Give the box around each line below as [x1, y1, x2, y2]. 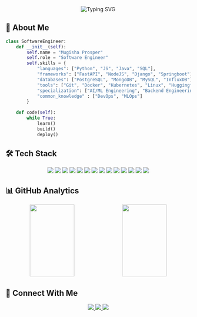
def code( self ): [16, 110, 56, 115]
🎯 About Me [5, 23, 49, 33]
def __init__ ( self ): [16, 44, 66, 49]
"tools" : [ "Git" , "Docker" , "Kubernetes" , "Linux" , [36, 82, 166, 88]
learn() [36, 120, 56, 126]
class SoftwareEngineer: [5, 38, 66, 44]
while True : [26, 115, 56, 121]
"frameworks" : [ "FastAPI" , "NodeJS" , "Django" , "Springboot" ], [36, 71, 195, 77]
